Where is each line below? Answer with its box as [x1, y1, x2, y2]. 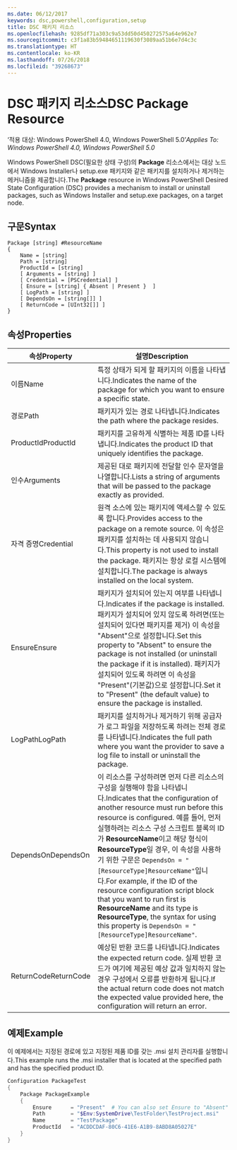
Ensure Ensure [11, 643, 58, 653]
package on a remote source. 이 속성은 [97, 524, 224, 534]
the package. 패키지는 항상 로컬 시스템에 [97, 556, 226, 566]
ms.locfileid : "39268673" [7, 63, 83, 70]
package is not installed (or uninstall [97, 649, 217, 659]
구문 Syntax [7, 220, 56, 232]
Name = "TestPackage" [32, 1117, 119, 1124]
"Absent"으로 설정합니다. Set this [97, 631, 202, 641]
